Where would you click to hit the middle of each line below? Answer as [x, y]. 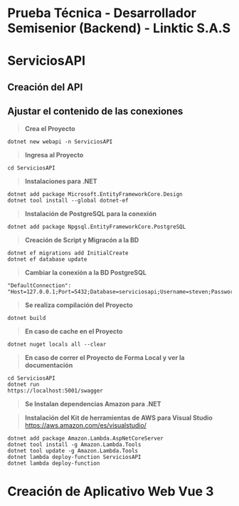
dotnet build [27, 318]
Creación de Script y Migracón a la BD [82, 239]
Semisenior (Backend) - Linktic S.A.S [119, 28]
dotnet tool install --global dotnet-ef [68, 200]
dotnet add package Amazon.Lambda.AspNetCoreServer [85, 438]
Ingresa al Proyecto [54, 155]
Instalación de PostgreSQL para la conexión [90, 213]
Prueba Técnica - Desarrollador [102, 13]
